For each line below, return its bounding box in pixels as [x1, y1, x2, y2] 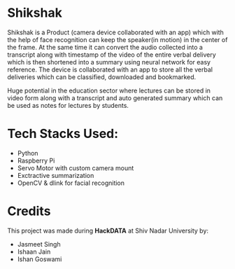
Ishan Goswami [17, 254, 62, 263]
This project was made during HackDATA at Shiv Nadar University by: [7, 226, 208, 235]
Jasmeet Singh [17, 240, 61, 248]
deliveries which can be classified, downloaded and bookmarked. [7, 72, 197, 81]
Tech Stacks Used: [7, 126, 119, 142]
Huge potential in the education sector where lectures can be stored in [7, 86, 211, 95]
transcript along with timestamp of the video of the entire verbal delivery [7, 50, 216, 59]
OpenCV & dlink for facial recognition [17, 179, 124, 187]
